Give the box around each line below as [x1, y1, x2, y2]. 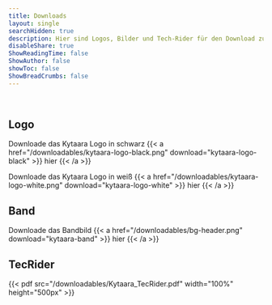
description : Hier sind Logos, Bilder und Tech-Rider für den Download [8, 34, 255, 43]
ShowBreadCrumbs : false [8, 72, 89, 80]
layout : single [8, 19, 60, 28]
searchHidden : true [8, 27, 74, 35]
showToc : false [8, 65, 60, 73]
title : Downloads [8, 11, 67, 20]
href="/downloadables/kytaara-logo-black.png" [8, 147, 168, 158]
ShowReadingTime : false [8, 49, 89, 57]
